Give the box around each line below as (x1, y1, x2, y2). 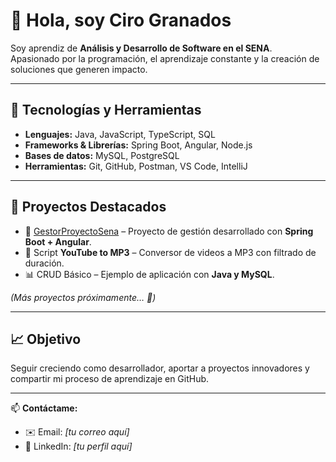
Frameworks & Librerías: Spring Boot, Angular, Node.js (24, 139, 253, 151)
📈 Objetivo (10, 330, 82, 348)
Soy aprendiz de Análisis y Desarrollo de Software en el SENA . (10, 42, 273, 54)
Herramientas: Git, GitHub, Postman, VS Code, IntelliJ (24, 160, 248, 172)
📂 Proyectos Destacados (10, 199, 167, 216)
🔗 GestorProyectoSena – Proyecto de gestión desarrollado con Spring (24, 225, 314, 237)
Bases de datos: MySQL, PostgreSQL (24, 149, 180, 161)
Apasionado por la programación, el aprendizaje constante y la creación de (10, 52, 320, 64)
